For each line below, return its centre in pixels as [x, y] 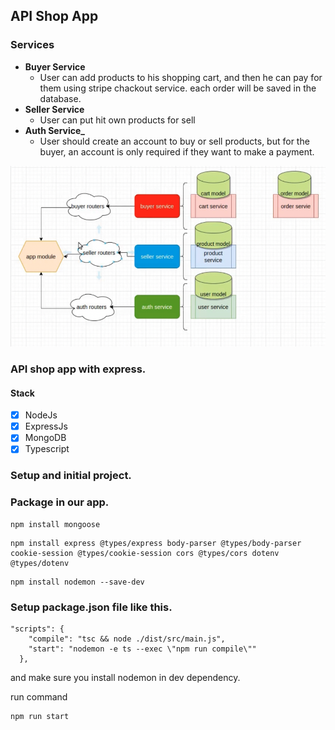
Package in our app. [60, 502]
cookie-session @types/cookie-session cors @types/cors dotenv [145, 553]
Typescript [47, 449]
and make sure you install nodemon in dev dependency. [125, 677]
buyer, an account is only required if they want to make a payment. [177, 151]
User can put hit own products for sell [117, 120]
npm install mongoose [55, 524]
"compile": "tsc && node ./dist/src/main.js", [127, 639]
